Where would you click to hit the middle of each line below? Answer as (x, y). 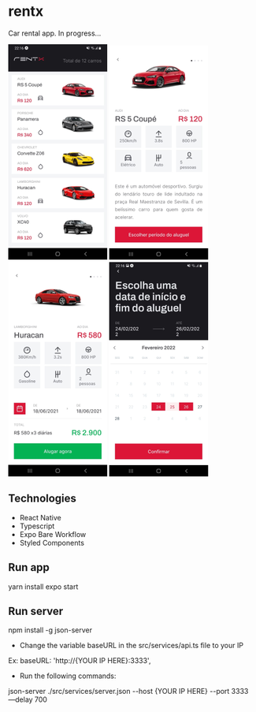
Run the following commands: (68, 676)
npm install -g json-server (50, 630)
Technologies (43, 499)
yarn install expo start (43, 587)
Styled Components (52, 542)
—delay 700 (28, 699)
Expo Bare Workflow (53, 534)
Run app (29, 567)
